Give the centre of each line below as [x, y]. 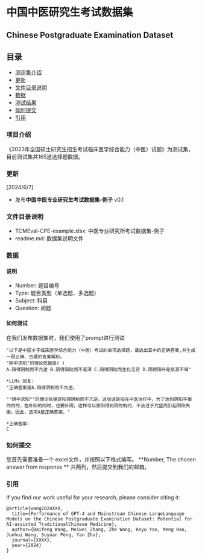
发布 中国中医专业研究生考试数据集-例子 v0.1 [69, 199]
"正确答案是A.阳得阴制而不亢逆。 [42, 387]
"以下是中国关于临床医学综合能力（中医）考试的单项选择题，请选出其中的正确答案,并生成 [101, 350]
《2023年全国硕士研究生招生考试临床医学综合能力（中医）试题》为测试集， [100, 149]
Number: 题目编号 [37, 286]
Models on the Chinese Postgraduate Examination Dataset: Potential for [99, 519]
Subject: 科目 [31, 301]
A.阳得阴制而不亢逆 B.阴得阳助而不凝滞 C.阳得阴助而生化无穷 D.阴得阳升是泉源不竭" [99, 369]
